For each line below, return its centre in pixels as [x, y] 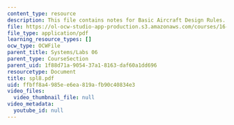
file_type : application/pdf [48, 33]
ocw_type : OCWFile [34, 46]
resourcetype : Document [42, 72]
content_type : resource [42, 14]
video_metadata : [31, 104]
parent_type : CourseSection [48, 59]
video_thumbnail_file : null [54, 98]
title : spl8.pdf [31, 78]
